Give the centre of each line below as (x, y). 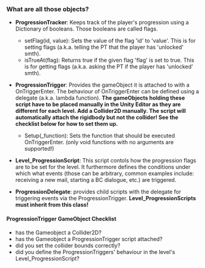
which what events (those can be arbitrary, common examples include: (105, 173)
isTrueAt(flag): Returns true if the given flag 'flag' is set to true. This (109, 60)
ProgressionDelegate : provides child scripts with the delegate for (98, 192)
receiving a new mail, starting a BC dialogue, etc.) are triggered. (95, 180)
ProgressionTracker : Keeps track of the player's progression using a (102, 23)
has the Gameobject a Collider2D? (58, 232)
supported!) (39, 149)
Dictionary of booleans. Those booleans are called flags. (86, 29)
